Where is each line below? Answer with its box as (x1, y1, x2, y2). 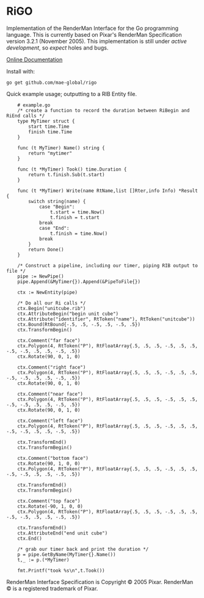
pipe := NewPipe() (17, 273, 64, 279)
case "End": (38, 225, 70, 231)
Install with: (6, 67, 35, 75)
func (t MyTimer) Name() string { (17, 145, 105, 151)
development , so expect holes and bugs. (6, 44, 109, 51)
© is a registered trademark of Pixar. (6, 585, 98, 592)
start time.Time (28, 124, 70, 130)
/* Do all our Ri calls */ (17, 300, 86, 306)
